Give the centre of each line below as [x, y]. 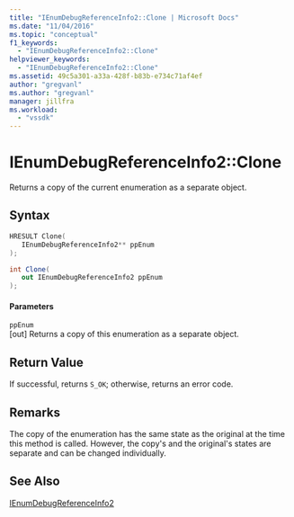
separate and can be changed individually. [88, 453]
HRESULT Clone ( [38, 236]
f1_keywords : [34, 43]
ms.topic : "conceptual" [54, 34]
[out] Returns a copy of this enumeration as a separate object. [125, 334]
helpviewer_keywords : [50, 59]
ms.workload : [34, 110]
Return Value [46, 362]
